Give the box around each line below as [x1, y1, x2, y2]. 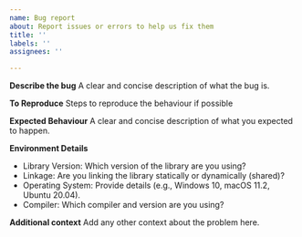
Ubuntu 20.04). [22, 190, 80, 201]
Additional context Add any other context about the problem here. [9, 217, 260, 228]
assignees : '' [9, 47, 64, 57]
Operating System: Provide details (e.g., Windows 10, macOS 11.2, [22, 180, 271, 191]
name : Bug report [9, 13, 76, 23]
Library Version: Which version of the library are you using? [22, 160, 246, 171]
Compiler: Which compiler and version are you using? [22, 200, 224, 211]
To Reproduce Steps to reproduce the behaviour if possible [9, 98, 234, 109]
